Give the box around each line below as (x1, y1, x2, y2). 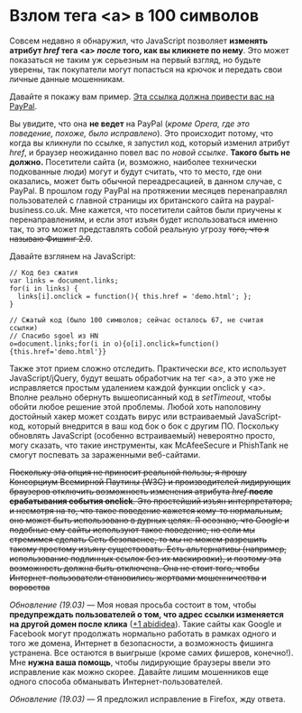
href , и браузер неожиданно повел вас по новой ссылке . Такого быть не (9, 146, 291, 158)
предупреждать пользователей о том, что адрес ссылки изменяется (9, 608, 284, 619)
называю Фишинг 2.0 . (9, 233, 93, 244)
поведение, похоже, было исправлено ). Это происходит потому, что (9, 127, 273, 138)
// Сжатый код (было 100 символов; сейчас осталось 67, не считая (9, 315, 264, 325)
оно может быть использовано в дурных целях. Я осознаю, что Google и (9, 514, 290, 525)
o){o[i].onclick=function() (114, 339, 220, 348)
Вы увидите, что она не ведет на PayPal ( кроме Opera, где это (9, 118, 251, 129)
